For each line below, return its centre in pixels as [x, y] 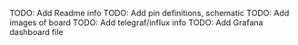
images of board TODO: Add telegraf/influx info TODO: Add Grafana [136, 22]
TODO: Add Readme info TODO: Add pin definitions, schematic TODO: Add [149, 13]
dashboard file [36, 32]
